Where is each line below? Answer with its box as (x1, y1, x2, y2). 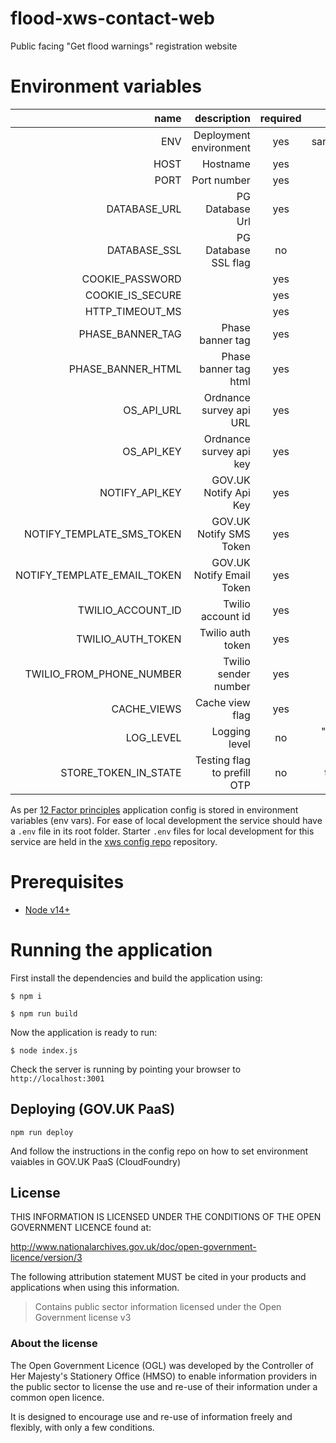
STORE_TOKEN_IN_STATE (60, 765, 182, 779)
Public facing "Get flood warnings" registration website (10, 40, 238, 52)
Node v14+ (24, 903, 71, 916)
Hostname (201, 157, 251, 171)
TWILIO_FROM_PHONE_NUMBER (24, 667, 182, 681)
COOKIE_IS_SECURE (84, 288, 182, 302)
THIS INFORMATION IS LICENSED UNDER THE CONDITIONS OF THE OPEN (10, 1211, 322, 1223)
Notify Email (193, 568, 251, 582)
